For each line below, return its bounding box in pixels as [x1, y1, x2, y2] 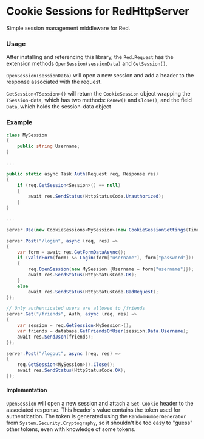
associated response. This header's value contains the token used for [6, 406, 181, 413]
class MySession [6, 132, 47, 138]
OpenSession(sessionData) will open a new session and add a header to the [6, 72, 194, 79]
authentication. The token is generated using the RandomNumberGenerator [6, 413, 186, 420]
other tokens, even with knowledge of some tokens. [6, 426, 136, 433]
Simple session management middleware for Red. [6, 24, 131, 32]
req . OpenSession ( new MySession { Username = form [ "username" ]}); [28, 266, 194, 272]
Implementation [6, 386, 47, 393]
